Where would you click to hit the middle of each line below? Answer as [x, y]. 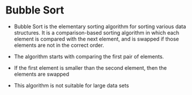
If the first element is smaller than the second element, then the [90, 67]
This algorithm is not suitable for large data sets [71, 85]
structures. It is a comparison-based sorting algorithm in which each [97, 32]
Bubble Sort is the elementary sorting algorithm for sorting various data [100, 26]
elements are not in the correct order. [59, 45]
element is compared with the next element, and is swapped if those [96, 39]
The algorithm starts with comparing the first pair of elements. [89, 56]
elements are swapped [42, 74]
